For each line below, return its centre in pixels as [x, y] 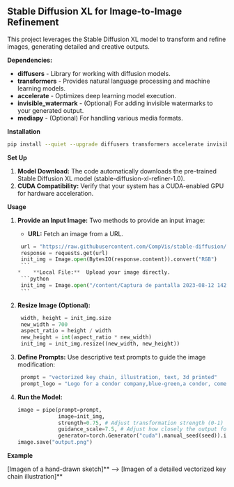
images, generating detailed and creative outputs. [78, 46]
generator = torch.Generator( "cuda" [108, 436]
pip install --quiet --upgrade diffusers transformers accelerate [106, 144]
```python [35, 279]
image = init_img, [82, 416]
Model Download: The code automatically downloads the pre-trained [117, 171]
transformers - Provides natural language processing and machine [114, 81]
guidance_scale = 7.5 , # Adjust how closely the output [138, 429]
